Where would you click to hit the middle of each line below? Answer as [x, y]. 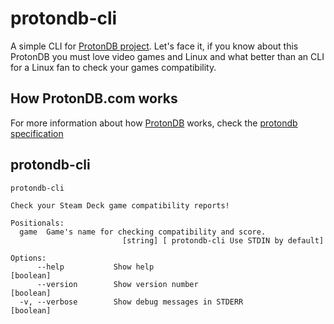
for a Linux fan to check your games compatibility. [113, 67]
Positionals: [37, 223]
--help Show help [95, 267]
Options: [28, 258]
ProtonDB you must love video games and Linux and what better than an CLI [167, 56]
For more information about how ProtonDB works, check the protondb [154, 123]
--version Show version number [117, 284]
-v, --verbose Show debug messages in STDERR [131, 302]
